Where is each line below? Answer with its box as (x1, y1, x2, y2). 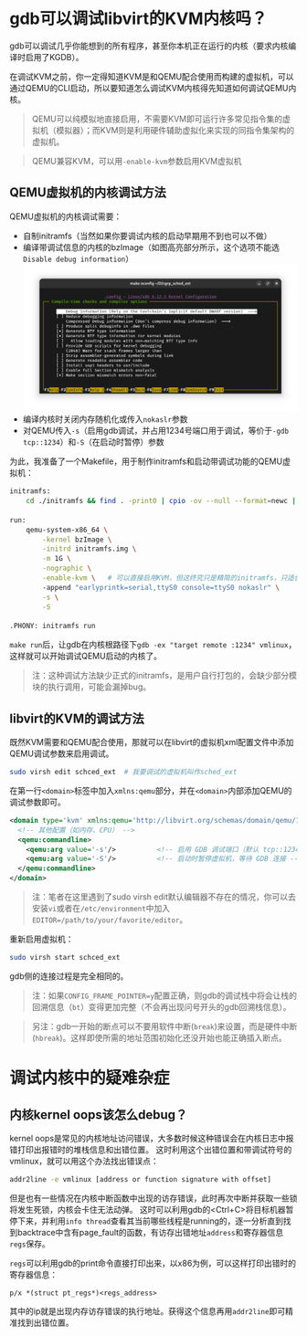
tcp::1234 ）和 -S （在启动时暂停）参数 (22, 437, 164, 447)
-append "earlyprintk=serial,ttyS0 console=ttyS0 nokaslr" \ (42, 583, 281, 592)
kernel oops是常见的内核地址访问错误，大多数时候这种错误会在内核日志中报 (9, 1132, 294, 1143)
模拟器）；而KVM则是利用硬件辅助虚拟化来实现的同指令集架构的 (56, 124, 295, 135)
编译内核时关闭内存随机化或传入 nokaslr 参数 (22, 414, 188, 425)
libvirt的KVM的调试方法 (9, 710, 144, 726)
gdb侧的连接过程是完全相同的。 (9, 970, 129, 982)
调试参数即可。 (9, 796, 66, 807)
